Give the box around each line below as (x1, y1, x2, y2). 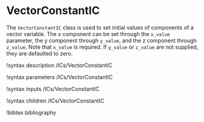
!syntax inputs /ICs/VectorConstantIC (6, 85, 100, 92)
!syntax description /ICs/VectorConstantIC (6, 62, 113, 69)
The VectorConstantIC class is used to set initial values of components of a (6, 24, 194, 31)
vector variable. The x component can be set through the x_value (6, 30, 171, 37)
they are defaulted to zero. (6, 49, 73, 57)
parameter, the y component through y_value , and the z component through (6, 37, 197, 44)
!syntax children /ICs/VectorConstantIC (6, 97, 105, 104)
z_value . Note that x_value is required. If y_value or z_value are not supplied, (6, 43, 199, 51)
